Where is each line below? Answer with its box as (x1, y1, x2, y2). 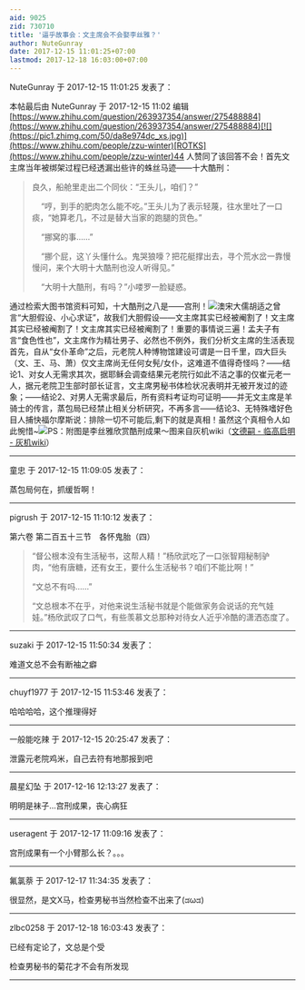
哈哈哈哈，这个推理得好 (9, 706, 97, 717)
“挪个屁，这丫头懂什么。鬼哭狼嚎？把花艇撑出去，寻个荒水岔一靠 (40, 251, 283, 262)
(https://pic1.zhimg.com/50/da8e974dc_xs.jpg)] (9, 131, 188, 141)
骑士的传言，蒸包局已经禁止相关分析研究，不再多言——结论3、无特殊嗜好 (9, 403, 285, 413)
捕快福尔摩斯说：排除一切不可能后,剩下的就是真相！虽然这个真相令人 (25, 414, 283, 425)
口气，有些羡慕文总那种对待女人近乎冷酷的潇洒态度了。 (86, 612, 294, 622)
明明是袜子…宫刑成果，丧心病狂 (9, 800, 129, 811)
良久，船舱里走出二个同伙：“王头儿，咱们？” (31, 182, 199, 192)
